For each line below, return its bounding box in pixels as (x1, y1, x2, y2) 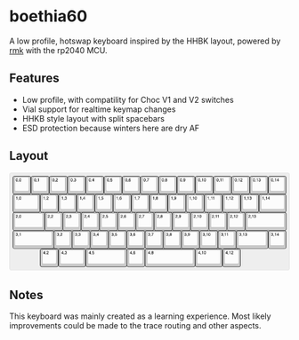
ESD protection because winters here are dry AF (21, 123, 200, 133)
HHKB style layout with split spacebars (21, 113, 165, 123)
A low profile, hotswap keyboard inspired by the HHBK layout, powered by (9, 36, 281, 46)
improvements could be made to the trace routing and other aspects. (9, 320, 262, 331)
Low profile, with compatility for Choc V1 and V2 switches (21, 94, 234, 105)
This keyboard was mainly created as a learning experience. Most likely (9, 311, 271, 321)
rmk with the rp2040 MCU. (9, 44, 109, 55)
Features (9, 71, 60, 86)
